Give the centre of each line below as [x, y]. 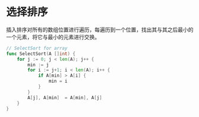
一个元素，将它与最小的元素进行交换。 [53, 37]
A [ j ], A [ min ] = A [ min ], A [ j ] [65, 97]
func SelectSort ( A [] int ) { [41, 54]
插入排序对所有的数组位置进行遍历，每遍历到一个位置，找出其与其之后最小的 [100, 30]
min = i [58, 81]
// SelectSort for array [37, 48]
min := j [38, 65]
